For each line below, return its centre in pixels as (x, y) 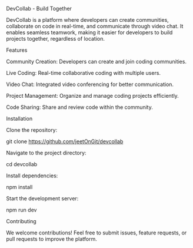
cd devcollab (22, 164)
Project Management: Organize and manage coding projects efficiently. (93, 96)
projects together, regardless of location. (55, 39)
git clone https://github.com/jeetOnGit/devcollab (65, 141)
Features (17, 50)
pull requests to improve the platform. (51, 239)
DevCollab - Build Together (39, 9)
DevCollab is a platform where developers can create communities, (87, 20)
